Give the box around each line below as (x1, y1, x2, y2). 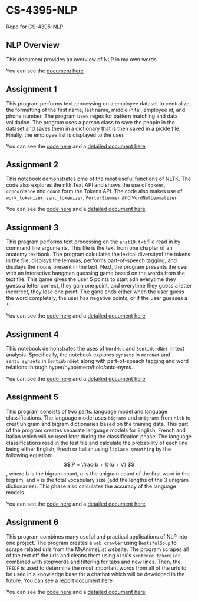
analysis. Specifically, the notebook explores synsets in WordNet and (6, 351, 171, 358)
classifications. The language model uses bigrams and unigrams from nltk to (6, 414, 191, 421)
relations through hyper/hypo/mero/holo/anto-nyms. (6, 364, 133, 371)
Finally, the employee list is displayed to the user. (6, 131, 125, 138)
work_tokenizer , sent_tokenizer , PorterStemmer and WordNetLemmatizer (6, 194, 177, 201)
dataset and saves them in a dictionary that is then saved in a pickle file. (6, 125, 181, 132)
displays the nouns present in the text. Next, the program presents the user (6, 263, 189, 270)
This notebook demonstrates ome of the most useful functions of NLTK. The (6, 175, 192, 183)
